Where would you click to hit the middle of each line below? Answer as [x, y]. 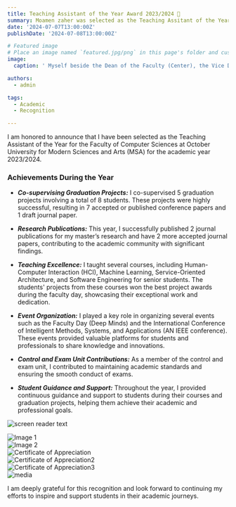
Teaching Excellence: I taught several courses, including [100, 265]
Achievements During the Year [61, 178]
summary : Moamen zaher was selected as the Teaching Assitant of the [111, 20]
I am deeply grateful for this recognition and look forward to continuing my [115, 489]
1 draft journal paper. [47, 215]
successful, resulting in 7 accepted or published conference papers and [122, 207]
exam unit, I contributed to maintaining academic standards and [110, 367]
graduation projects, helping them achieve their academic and [107, 403]
